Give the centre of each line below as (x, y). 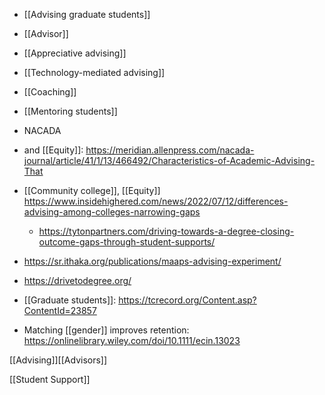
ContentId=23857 (60, 310)
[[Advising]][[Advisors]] (58, 360)
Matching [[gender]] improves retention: (106, 330)
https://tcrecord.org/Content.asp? (187, 300)
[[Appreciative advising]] (75, 53)
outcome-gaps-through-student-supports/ (127, 242)
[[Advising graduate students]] (87, 14)
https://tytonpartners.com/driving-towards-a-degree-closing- (166, 231)
